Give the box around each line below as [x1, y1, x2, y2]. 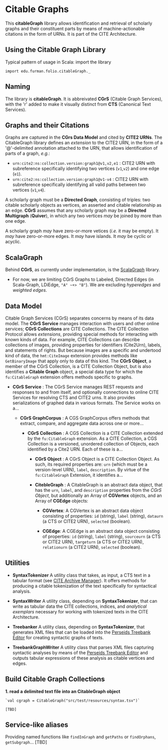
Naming [5, 82, 31, 91]
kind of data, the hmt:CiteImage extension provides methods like [5, 353, 138, 358]
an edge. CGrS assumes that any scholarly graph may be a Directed [5, 208, 146, 214]
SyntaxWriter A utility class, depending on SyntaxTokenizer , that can [12, 598, 157, 604]
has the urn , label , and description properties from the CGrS [35, 487, 162, 493]
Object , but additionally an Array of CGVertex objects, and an [35, 492, 162, 498]
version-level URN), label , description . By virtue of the [35, 467, 149, 472]
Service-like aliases [5, 721, 69, 729]
